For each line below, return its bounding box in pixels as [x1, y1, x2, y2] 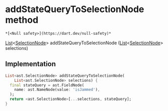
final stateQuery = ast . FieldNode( [10, 82, 85, 88]
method [5, 14, 39, 26]
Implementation [5, 60, 56, 69]
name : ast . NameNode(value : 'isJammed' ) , [14, 87, 100, 92]
